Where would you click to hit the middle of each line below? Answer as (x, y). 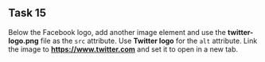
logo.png (23, 41)
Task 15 (27, 13)
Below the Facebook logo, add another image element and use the (117, 32)
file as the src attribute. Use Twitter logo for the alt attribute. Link (149, 41)
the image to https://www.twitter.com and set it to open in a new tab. (123, 49)
